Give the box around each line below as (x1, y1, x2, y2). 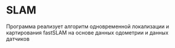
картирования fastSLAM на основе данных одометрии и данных (6, 29, 168, 36)
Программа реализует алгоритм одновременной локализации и (6, 23, 170, 30)
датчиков (6, 35, 30, 42)
